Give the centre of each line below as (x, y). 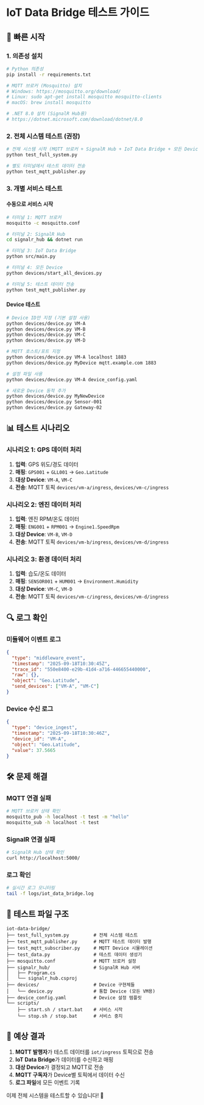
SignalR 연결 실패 (31, 839)
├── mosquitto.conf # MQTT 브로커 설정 (72, 961)
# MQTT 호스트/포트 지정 (33, 352)
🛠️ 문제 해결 (27, 776)
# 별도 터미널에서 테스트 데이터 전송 (46, 166)
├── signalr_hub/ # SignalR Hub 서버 (73, 968)
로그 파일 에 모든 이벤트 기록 (47, 1082)
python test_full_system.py (42, 155)
